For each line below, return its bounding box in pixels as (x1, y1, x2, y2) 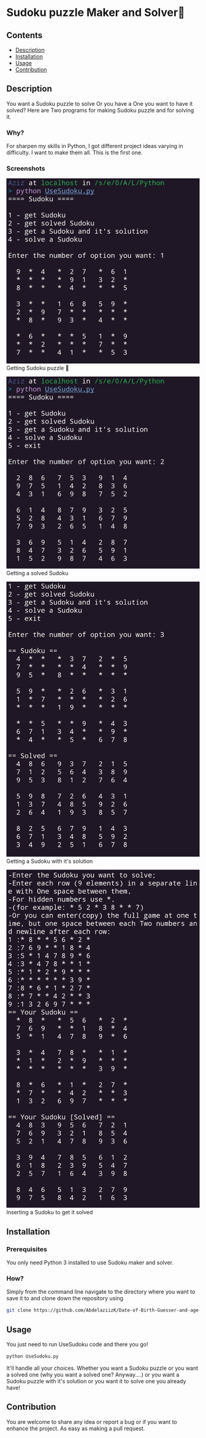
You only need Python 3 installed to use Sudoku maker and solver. (6, 1259, 174, 1267)
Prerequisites (6, 1244, 47, 1253)
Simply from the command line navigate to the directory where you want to (6, 1288, 196, 1295)
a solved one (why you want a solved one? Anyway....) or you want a (6, 1370, 180, 1378)
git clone (6, 1307, 32, 1314)
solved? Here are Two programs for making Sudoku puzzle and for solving (6, 106, 194, 114)
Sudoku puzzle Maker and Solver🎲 (6, 6, 185, 20)
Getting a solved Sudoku (6, 569, 69, 576)
